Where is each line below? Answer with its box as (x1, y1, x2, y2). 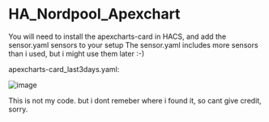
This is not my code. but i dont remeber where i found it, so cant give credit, (8, 95, 262, 105)
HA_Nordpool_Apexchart (8, 5, 181, 23)
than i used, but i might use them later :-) (8, 48, 144, 58)
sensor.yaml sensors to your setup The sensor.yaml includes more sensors (8, 40, 258, 49)
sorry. (8, 104, 28, 114)
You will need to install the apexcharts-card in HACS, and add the (8, 32, 227, 41)
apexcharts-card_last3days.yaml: (8, 64, 120, 74)
